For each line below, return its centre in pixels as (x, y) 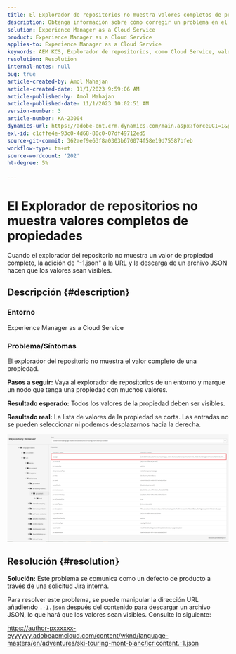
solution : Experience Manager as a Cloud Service (81, 30)
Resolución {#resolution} (64, 562)
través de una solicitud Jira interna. (58, 586)
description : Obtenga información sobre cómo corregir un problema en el (118, 22)
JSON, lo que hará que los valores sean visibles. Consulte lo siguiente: (109, 614)
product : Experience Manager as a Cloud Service (80, 37)
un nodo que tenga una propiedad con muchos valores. (87, 389)
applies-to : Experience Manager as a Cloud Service (84, 45)
